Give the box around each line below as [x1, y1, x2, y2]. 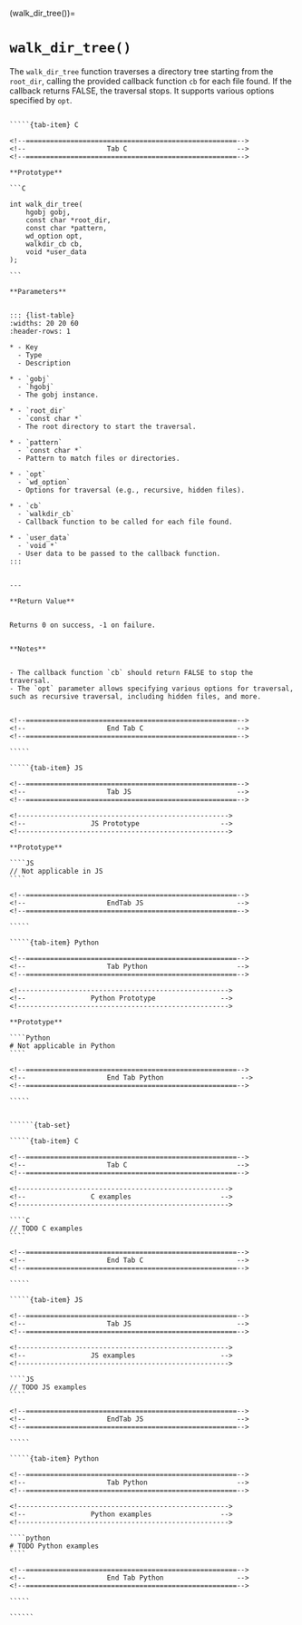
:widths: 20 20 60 [9, 318, 79, 328]
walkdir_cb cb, [25, 240, 83, 249]
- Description [17, 358, 71, 367]
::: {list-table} [9, 310, 75, 320]
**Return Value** [9, 596, 75, 606]
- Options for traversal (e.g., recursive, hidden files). [17, 485, 246, 494]
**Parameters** [9, 287, 67, 296]
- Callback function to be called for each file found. [17, 517, 233, 526]
